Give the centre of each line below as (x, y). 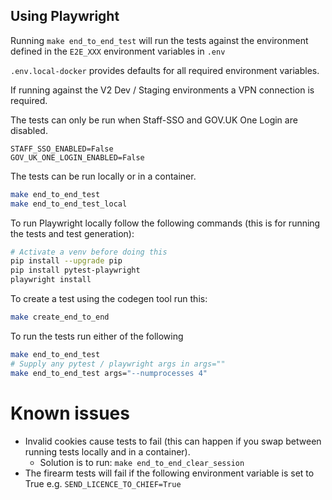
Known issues (70, 413)
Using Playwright (65, 16)
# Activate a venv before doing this (89, 252)
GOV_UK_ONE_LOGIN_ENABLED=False (77, 157)
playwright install (51, 280)
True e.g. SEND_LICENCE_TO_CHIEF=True (103, 483)
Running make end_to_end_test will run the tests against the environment (159, 40)
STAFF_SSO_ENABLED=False (62, 149)
